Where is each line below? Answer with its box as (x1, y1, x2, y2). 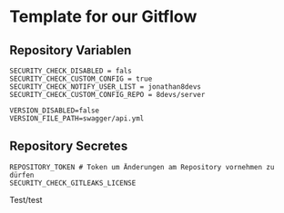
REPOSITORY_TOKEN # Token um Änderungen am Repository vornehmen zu (9, 162, 275, 171)
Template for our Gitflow (9, 6, 198, 27)
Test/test (9, 194, 43, 205)
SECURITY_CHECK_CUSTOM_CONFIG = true (9, 74, 153, 83)
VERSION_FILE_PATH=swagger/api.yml (9, 114, 145, 123)
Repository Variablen (9, 43, 132, 58)
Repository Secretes (9, 139, 128, 154)
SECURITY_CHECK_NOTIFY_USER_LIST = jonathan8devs (9, 82, 202, 92)
